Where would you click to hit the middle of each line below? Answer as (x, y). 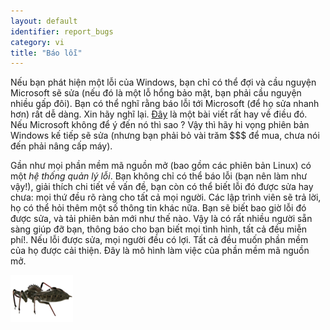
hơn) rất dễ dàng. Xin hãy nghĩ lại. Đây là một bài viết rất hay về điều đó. (159, 114)
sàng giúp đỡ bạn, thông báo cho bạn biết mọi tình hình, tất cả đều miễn (159, 229)
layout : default (44, 21)
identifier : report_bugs (62, 31)
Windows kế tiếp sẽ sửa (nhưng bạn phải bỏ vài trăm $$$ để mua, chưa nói (165, 136)
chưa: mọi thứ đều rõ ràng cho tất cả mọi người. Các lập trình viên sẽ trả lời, (166, 197)
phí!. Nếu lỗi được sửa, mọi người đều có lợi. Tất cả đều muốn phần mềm (159, 240)
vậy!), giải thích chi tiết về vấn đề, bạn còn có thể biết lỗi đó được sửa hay (162, 187)
